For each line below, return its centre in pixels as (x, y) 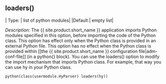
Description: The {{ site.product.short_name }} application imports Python (81, 30)
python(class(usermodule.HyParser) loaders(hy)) (57, 76)
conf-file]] (16, 56)
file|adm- (148, 51)
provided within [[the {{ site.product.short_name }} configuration (72, 51)
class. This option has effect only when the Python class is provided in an (81, 40)
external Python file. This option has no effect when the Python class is (78, 46)
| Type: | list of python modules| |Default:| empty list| (59, 20)
